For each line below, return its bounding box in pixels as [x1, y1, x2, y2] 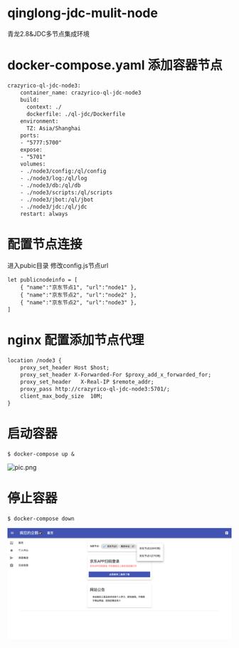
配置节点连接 [7, 237, 83, 252]
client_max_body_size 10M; [20, 392, 103, 400]
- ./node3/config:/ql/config [20, 168, 107, 175]
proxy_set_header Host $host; [20, 364, 110, 371]
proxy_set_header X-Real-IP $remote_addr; [20, 378, 154, 386]
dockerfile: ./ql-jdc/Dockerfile [26, 110, 126, 118]
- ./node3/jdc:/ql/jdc [20, 203, 87, 210]
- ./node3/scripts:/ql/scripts [20, 189, 113, 196]
